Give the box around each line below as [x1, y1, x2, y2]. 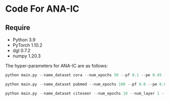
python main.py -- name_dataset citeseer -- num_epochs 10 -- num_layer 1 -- [5, 91, 166, 96]
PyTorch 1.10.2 [12, 42, 42, 48]
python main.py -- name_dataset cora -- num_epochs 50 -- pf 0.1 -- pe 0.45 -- [5, 73, 168, 78]
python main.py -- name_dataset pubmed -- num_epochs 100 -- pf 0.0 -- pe [5, 82, 157, 87]
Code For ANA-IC [5, 3, 79, 15]
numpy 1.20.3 [12, 53, 41, 59]
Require [5, 23, 30, 32]
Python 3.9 [12, 37, 36, 43]
